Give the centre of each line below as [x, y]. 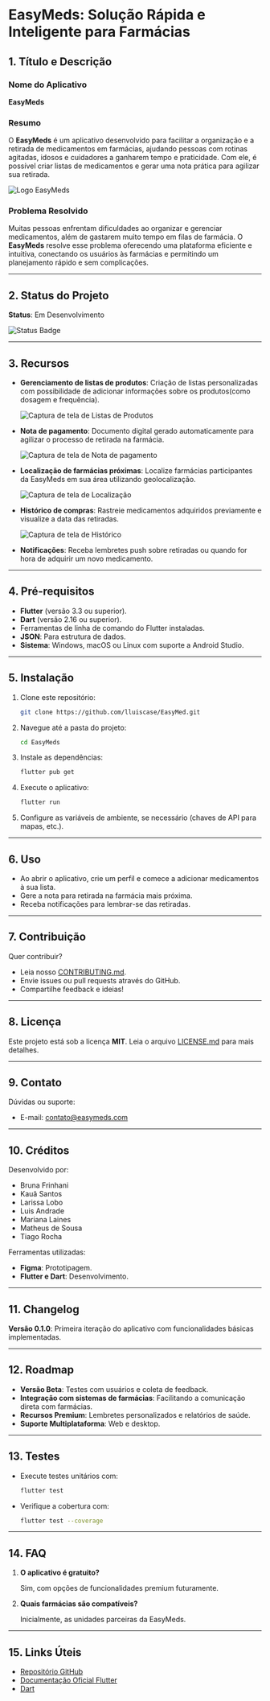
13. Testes [34, 1457]
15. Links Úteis [45, 1652]
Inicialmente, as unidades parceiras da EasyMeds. [103, 1620]
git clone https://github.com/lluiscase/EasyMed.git [110, 712]
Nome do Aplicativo [47, 84]
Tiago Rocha [41, 1237]
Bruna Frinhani [44, 1185]
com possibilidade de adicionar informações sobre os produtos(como [135, 391]
